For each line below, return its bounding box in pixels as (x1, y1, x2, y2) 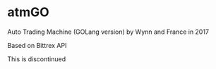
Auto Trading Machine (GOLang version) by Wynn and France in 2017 (7, 27, 210, 36)
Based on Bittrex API (7, 41, 67, 49)
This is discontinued (7, 54, 66, 63)
